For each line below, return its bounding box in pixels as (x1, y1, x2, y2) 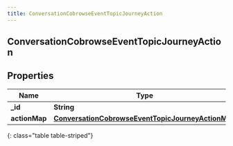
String (53, 102, 75, 111)
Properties (7, 70, 54, 82)
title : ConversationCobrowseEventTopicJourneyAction (7, 10, 163, 17)
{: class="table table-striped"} (7, 131, 94, 139)
